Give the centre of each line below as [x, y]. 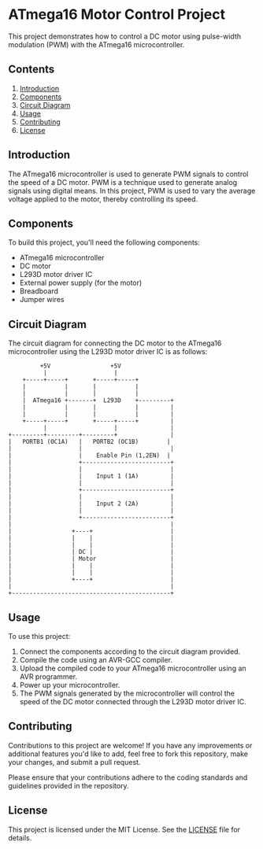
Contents [31, 70]
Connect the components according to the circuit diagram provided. [130, 652]
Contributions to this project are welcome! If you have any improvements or [130, 745]
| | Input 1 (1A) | [91, 476]
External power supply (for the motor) [81, 283]
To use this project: [39, 636]
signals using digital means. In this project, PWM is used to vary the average [132, 190]
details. [20, 838]
